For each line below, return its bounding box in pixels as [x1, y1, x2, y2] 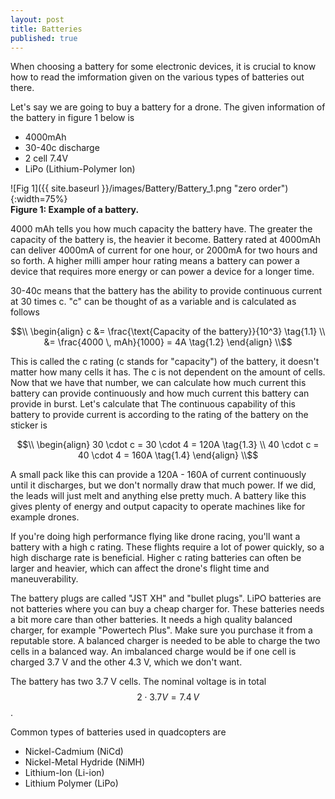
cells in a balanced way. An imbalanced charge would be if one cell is [10, 646, 297, 658]
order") [258, 182, 289, 195]
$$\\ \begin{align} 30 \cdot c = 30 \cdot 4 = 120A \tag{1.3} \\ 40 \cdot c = [16, 439, 320, 451]
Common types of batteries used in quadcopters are [10, 726, 227, 738]
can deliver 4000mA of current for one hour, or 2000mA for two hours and [10, 244, 318, 256]
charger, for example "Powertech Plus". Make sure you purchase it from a [10, 624, 313, 636]
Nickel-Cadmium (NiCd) [24, 746, 124, 758]
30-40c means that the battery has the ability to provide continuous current [10, 285, 323, 297]
